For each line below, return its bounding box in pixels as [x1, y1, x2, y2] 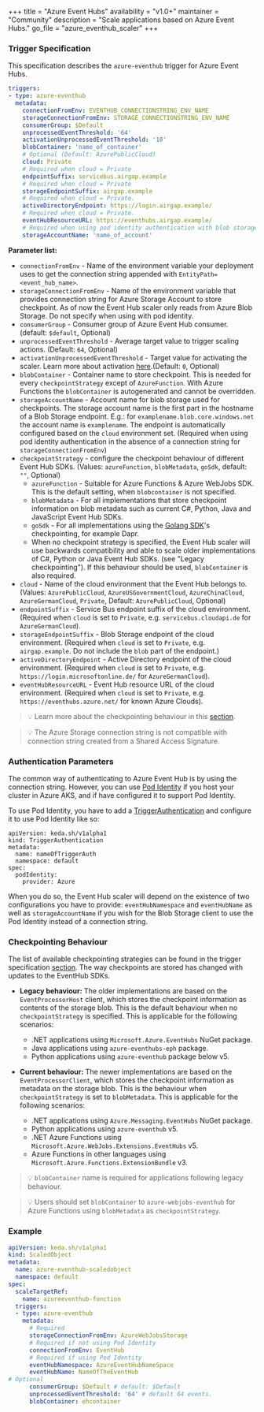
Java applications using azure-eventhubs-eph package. [31, 1044, 209, 1053]
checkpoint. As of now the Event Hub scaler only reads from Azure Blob [19, 303, 253, 312]
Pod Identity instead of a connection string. [8, 916, 148, 926]
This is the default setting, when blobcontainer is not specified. [31, 486, 237, 496]
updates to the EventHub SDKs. [8, 971, 111, 981]
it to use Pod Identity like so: [8, 814, 100, 823]
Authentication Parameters [8, 756, 114, 767]
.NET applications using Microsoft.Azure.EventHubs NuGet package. [31, 1035, 253, 1045]
